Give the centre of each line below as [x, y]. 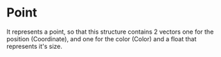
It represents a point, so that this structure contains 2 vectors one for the [110, 32]
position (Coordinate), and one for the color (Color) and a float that [101, 38]
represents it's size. [35, 46]
